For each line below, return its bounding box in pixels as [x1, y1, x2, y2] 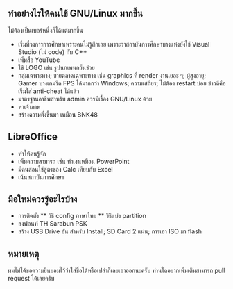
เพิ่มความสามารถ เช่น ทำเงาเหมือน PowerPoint [17, 157, 130, 165]
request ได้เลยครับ [8, 274, 55, 283]
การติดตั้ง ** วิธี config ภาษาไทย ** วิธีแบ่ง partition [17, 212, 146, 220]
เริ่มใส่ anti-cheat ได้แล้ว [17, 87, 80, 95]
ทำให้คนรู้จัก [17, 149, 46, 158]
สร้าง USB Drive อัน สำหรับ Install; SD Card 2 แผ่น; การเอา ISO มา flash [17, 227, 202, 236]
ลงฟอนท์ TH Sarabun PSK [17, 220, 87, 228]
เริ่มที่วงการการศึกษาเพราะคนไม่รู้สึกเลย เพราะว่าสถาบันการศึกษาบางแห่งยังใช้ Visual [17, 40, 210, 48]
